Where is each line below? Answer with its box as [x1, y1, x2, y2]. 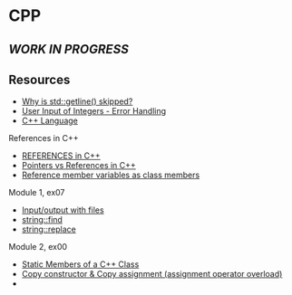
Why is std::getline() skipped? [21, 96, 133, 107]
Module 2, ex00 [8, 242, 68, 252]
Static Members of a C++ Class [21, 259, 140, 270]
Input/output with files [21, 205, 105, 215]
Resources [8, 71, 71, 87]
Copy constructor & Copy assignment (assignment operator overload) [21, 269, 283, 280]
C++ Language [21, 115, 79, 127]
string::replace [21, 224, 76, 235]
